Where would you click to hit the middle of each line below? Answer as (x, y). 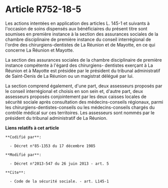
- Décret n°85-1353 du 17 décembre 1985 (53, 146)
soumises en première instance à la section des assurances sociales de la (82, 34)
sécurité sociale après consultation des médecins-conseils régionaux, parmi (84, 102)
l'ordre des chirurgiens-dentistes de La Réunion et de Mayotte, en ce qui (80, 44)
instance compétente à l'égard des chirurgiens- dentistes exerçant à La (79, 65)
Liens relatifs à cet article (32, 128)
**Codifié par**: (23, 137)
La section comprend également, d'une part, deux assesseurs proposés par (84, 86)
